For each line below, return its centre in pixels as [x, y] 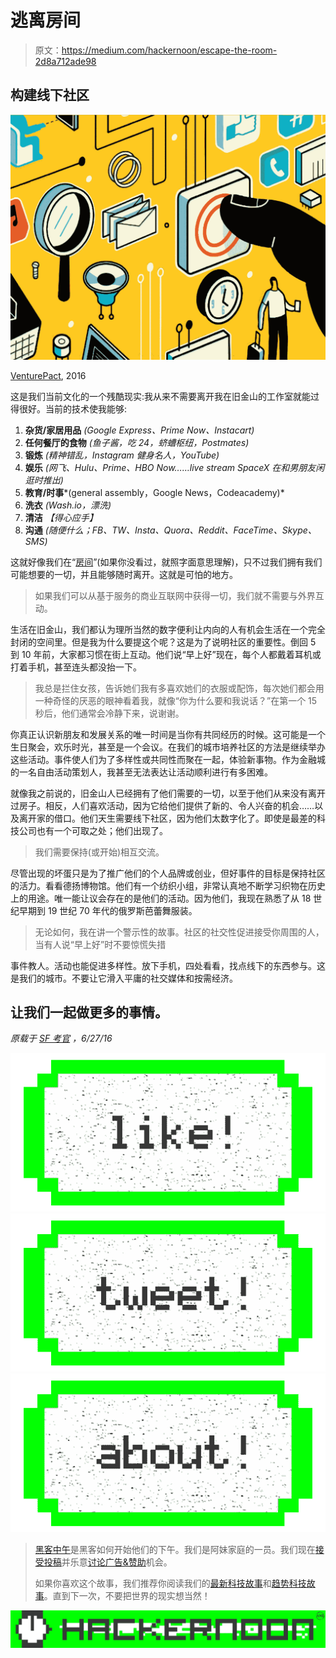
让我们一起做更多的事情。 [89, 1012]
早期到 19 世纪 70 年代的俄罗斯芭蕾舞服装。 [108, 910]
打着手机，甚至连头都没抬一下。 [76, 667]
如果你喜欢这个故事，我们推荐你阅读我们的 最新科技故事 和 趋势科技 [170, 1583]
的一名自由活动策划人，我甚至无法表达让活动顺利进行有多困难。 [141, 772]
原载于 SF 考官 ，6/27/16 [61, 1038]
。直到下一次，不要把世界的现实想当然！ [127, 1595]
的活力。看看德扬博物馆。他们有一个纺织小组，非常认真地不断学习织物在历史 [168, 885]
